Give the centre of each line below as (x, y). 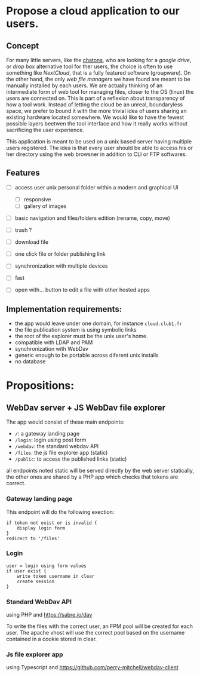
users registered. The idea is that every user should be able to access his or (99, 148)
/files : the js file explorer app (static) (61, 453)
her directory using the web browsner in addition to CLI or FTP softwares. (97, 154)
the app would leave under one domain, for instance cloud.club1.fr (99, 323)
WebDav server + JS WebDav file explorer (86, 408)
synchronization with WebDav (51, 349)
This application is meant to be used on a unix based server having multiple (99, 141)
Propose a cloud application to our (93, 11)
